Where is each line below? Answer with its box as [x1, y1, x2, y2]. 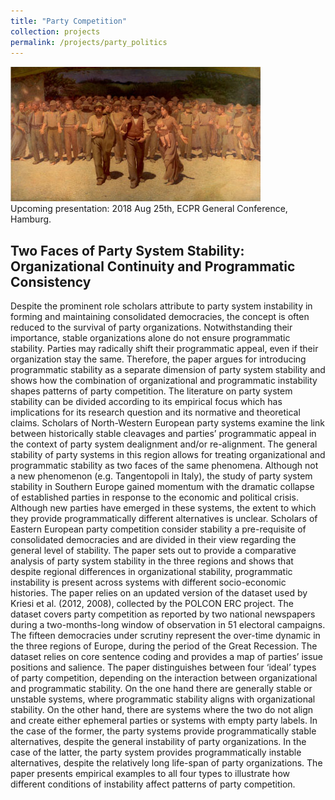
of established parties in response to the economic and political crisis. [10, 491, 299, 504]
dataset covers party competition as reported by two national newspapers [10, 608, 316, 620]
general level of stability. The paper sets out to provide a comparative [10, 545, 297, 557]
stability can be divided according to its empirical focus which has [10, 396, 283, 408]
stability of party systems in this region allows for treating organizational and [10, 449, 326, 461]
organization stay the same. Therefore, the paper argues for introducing [10, 353, 307, 365]
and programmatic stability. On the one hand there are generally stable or [10, 683, 313, 695]
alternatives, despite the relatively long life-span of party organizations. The [10, 757, 323, 769]
